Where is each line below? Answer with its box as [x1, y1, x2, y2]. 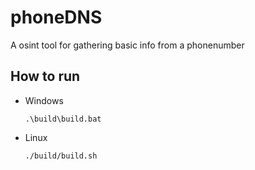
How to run [10, 68, 81, 85]
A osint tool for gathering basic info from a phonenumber [10, 39, 245, 51]
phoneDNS [10, 6, 103, 29]
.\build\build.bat [24, 114, 102, 124]
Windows [24, 94, 64, 106]
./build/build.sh [24, 151, 98, 161]
